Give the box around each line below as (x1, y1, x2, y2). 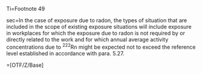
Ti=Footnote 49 (6, 5, 45, 12)
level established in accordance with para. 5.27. (6, 49, 125, 57)
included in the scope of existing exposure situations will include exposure (6, 23, 192, 30)
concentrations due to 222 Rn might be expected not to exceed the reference (6, 42, 196, 51)
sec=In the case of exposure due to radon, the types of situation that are (6, 17, 187, 23)
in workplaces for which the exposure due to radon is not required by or (6, 29, 186, 37)
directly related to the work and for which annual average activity (6, 36, 169, 43)
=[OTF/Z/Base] (6, 61, 44, 69)
